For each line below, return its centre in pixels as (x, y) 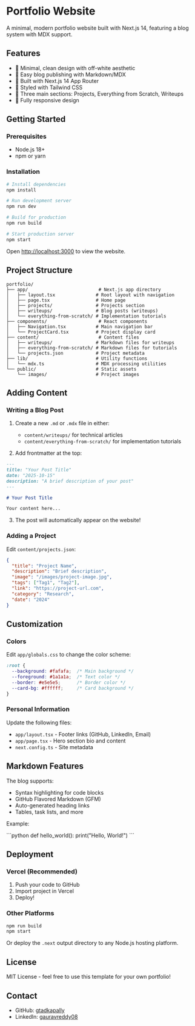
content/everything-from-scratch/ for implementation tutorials (103, 442)
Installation (23, 172)
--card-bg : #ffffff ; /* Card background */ (73, 688)
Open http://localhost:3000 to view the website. (66, 251)
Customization (35, 624)
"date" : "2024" (31, 600)
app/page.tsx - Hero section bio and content (70, 741)
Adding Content (37, 393)
